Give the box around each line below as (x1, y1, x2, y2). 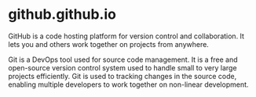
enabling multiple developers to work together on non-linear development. (8, 80, 249, 89)
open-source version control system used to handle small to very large (8, 63, 237, 72)
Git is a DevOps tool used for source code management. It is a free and (8, 55, 238, 64)
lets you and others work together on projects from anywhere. (8, 39, 210, 48)
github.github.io (8, 5, 116, 23)
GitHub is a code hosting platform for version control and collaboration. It (8, 31, 245, 41)
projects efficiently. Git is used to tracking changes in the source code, (8, 71, 237, 81)
